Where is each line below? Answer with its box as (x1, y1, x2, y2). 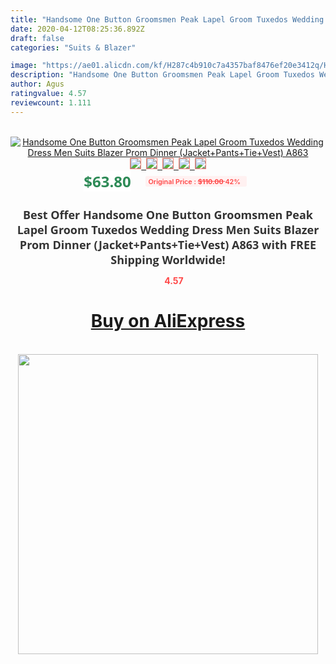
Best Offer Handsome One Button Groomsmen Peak (22, 206, 314, 223)
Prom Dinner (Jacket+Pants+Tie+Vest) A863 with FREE (19, 236, 317, 253)
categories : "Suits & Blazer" (10, 42, 137, 53)
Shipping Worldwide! (110, 251, 226, 268)
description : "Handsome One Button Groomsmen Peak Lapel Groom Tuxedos (10, 70, 315, 80)
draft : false (10, 33, 65, 43)
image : (10, 61, 38, 71)
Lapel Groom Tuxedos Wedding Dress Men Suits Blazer (16, 221, 320, 238)
